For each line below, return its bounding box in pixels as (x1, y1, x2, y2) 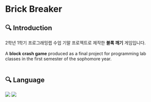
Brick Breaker (5, 3, 63, 15)
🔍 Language (5, 76, 45, 84)
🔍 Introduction (5, 24, 52, 32)
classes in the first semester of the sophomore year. (5, 56, 112, 62)
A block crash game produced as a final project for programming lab (5, 51, 147, 56)
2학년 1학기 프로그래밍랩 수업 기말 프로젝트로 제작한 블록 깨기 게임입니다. (5, 40, 146, 45)
